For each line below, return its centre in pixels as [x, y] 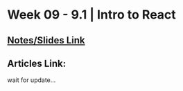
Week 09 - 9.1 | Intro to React [92, 15]
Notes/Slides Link [46, 40]
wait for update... [32, 80]
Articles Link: [37, 63]
